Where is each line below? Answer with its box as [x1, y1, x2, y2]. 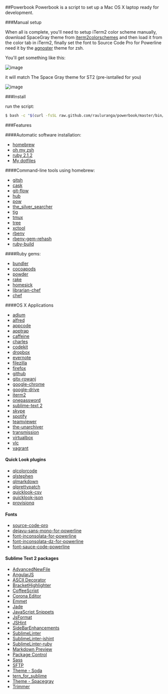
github [12, 370, 26, 376]
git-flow [12, 188, 29, 194]
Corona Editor [12, 593, 41, 599]
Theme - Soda [12, 667, 42, 674]
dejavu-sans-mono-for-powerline [12, 528, 81, 534]
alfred [12, 317, 25, 323]
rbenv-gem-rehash [12, 235, 52, 241]
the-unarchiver [12, 424, 43, 430]
